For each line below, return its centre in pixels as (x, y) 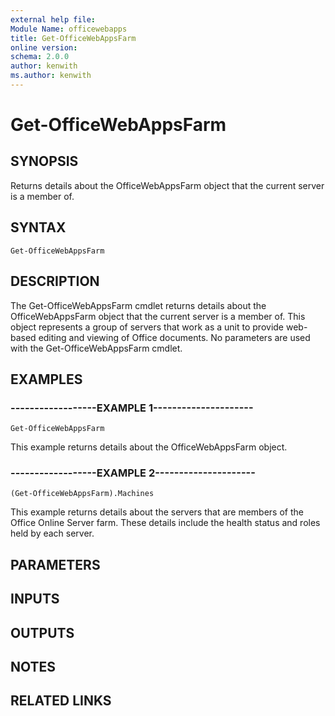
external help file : (53, 19)
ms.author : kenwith (51, 76)
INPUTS (35, 599)
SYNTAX (38, 227)
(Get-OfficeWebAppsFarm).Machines (82, 494)
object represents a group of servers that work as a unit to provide (147, 327)
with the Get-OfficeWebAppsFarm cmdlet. (96, 348)
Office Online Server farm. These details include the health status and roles (165, 523)
